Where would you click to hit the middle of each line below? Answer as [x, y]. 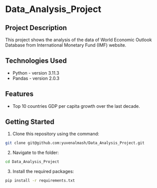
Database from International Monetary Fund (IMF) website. [66, 45]
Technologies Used [36, 61]
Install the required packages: [43, 171]
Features [19, 94]
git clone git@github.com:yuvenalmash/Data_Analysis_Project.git [75, 143]
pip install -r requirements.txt [40, 181]
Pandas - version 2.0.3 [36, 78]
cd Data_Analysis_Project [32, 162]
